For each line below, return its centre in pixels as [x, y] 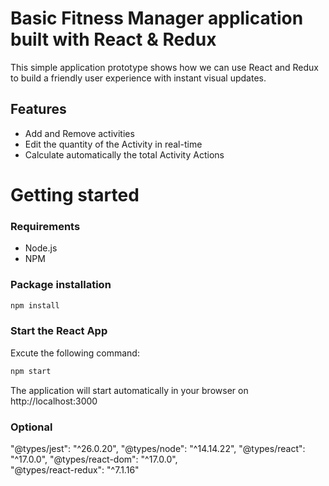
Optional [31, 427]
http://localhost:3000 [54, 401]
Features [38, 109]
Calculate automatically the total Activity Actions [124, 154]
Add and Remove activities [79, 133]
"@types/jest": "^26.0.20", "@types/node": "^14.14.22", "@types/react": [158, 448]
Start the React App [59, 331]
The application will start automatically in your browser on [129, 390]
